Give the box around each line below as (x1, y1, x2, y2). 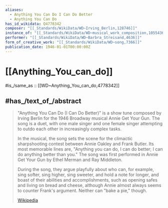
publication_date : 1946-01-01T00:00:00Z (5, 44, 91, 49)
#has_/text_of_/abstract (5, 97, 81, 105)
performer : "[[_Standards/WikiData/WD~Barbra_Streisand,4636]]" (5, 35, 142, 40)
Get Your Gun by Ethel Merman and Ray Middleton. (17, 157, 122, 163)
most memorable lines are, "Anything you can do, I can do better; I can (17, 146, 163, 152)
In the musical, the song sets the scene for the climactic (17, 136, 133, 142)
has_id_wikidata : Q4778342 (5, 21, 61, 26)
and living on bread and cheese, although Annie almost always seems (17, 183, 161, 189)
